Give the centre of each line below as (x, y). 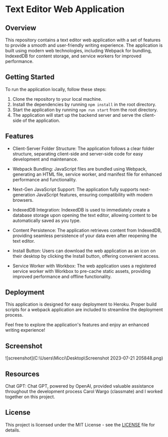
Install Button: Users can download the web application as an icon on (84, 251)
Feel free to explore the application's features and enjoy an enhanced (77, 325)
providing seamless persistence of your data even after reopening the (85, 236)
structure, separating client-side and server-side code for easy (78, 154)
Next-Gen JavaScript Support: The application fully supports (75, 189)
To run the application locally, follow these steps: (56, 89)
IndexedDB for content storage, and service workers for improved (73, 56)
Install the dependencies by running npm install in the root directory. (84, 104)
